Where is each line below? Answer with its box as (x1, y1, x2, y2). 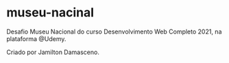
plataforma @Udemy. (6, 34, 67, 42)
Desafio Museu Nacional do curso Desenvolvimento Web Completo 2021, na (6, 27, 222, 36)
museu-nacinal (6, 5, 94, 21)
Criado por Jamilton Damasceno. (6, 48, 100, 56)
